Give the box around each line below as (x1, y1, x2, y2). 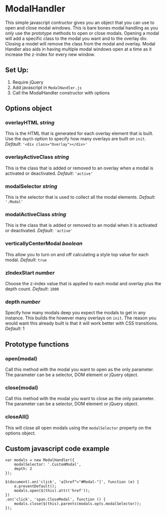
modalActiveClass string (5, 211, 66, 218)
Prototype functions (5, 340, 69, 349)
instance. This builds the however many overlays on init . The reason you (5, 315, 157, 321)
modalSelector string (5, 183, 57, 190)
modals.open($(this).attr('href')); (14, 488, 91, 494)
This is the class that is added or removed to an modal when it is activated (5, 222, 158, 228)
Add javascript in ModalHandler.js (12, 84, 82, 90)
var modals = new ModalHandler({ (5, 458, 75, 463)
